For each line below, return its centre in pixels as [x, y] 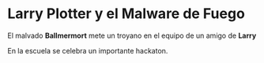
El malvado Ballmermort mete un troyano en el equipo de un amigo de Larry [132, 35]
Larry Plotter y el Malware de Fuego [126, 14]
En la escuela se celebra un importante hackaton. [88, 50]
